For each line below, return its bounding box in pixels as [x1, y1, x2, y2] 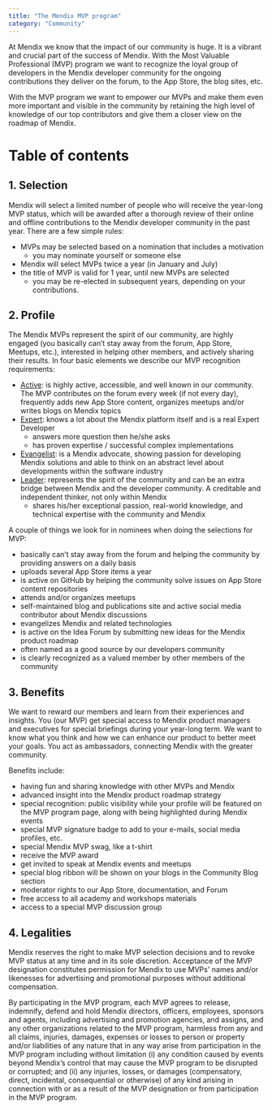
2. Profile [8, 308, 55, 322]
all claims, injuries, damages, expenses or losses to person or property [8, 1032, 245, 1042]
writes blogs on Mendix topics [19, 406, 122, 416]
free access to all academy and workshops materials [19, 894, 197, 904]
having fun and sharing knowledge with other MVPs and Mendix [19, 781, 235, 792]
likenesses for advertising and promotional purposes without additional [8, 973, 246, 983]
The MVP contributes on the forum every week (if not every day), [19, 389, 239, 399]
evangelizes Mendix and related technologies [19, 619, 172, 628]
